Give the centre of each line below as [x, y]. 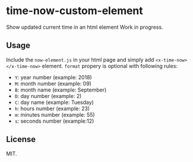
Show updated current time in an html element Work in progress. [85, 27]
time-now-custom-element [75, 11]
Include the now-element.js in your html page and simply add [80, 59]
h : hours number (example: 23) [52, 108]
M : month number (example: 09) [53, 83]
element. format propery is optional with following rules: [110, 66]
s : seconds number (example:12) [54, 121]
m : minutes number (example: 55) [55, 114]
